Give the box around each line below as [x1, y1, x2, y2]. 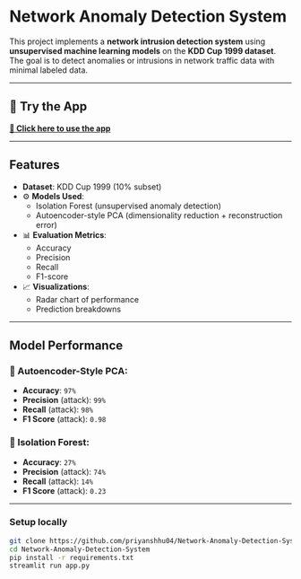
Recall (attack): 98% [21, 404, 94, 415]
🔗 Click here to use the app [9, 123, 111, 134]
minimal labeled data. [9, 65, 88, 75]
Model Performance [9, 338, 124, 353]
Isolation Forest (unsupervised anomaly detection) [35, 200, 222, 211]
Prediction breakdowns [35, 303, 122, 314]
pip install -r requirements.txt [9, 553, 134, 562]
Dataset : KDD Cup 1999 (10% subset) [21, 181, 162, 192]
